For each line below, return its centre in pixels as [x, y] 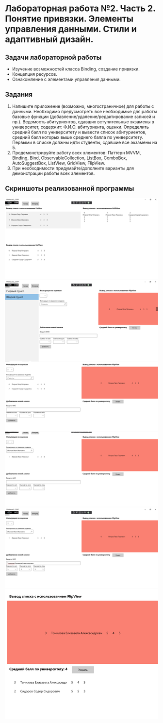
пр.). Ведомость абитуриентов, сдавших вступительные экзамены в [83, 121]
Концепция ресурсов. [34, 74]
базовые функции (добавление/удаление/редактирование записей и [83, 117]
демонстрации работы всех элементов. [53, 173]
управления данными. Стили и [71, 29]
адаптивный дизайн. [49, 40]
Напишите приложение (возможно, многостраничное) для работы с [83, 106]
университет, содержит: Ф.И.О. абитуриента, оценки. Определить [81, 127]
